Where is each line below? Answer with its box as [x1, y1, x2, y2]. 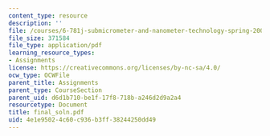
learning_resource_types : [8, 49, 95, 57]
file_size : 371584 [8, 34, 70, 42]
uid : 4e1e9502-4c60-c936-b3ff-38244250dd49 [8, 116, 157, 124]
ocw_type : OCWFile [8, 71, 70, 79]
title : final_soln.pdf [8, 109, 84, 117]
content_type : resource [8, 11, 88, 20]
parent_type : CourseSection [8, 86, 103, 94]
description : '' [8, 19, 63, 27]
